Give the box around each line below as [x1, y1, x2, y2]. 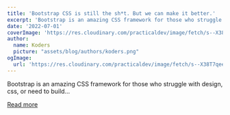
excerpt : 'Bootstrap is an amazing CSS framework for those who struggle [7, 16, 222, 23]
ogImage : [7, 55, 32, 62]
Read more [7, 100, 38, 108]
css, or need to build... [7, 87, 71, 95]
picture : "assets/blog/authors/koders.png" [13, 49, 139, 55]
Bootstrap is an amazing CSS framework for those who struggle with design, [7, 79, 223, 88]
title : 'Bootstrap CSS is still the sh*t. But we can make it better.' [7, 10, 216, 17]
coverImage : [7, 29, 41, 36]
